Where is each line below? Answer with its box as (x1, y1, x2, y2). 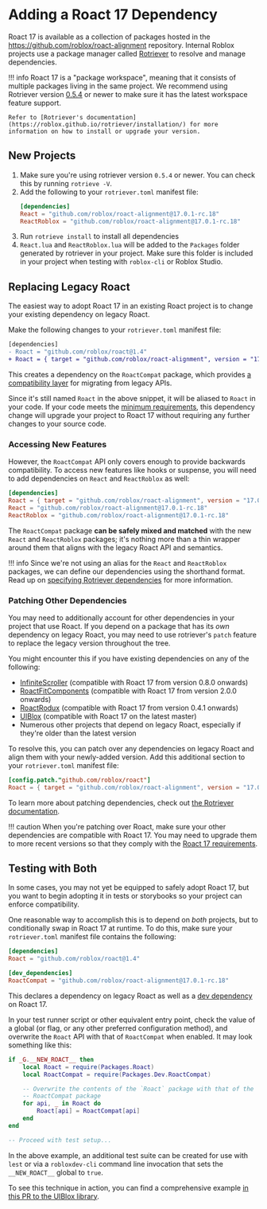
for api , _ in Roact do (22, 1100, 102, 1108)
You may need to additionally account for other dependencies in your (8, 613, 235, 622)
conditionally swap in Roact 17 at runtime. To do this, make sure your (8, 923, 233, 933)
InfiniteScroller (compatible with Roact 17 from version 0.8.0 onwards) (19, 677, 249, 687)
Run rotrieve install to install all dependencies (19, 232, 180, 241)
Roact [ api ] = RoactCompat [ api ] (37, 1107, 141, 1115)
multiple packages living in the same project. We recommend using (8, 81, 228, 91)
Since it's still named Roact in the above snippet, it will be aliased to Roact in (8, 393, 256, 403)
